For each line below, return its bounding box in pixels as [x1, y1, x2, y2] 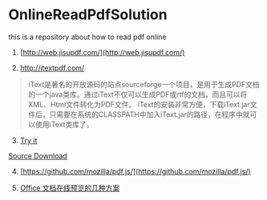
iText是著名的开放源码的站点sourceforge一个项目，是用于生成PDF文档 [27, 79, 260, 89]
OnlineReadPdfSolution [8, 6, 168, 24]
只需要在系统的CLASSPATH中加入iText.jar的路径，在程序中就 [49, 110, 250, 119]
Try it [19, 135, 38, 145]
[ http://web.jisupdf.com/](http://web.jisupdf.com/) [19, 47, 185, 57]
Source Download [8, 150, 68, 161]
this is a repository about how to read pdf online [8, 32, 167, 42]
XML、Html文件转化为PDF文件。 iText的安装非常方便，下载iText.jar [27, 99, 250, 109]
